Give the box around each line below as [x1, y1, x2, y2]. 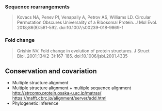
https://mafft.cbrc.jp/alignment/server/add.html [12, 95, 107, 101]
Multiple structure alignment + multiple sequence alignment [12, 85, 131, 91]
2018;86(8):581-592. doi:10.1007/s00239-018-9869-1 [16, 25, 124, 31]
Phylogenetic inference [12, 100, 59, 106]
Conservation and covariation [5, 67, 97, 75]
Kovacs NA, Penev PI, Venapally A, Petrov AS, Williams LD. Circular [16, 15, 151, 20]
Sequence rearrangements [5, 3, 70, 10]
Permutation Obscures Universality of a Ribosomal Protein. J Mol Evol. [16, 19, 158, 25]
